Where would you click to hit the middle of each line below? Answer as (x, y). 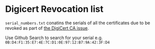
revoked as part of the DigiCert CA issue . (47, 28)
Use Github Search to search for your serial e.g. (54, 38)
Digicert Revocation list (54, 9)
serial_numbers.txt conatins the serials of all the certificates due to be (78, 23)
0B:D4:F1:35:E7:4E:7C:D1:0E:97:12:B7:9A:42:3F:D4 (58, 42)
